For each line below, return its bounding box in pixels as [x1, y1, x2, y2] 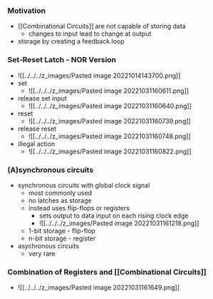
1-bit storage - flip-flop [28, 226, 96, 235]
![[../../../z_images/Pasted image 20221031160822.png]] [28, 147, 192, 156]
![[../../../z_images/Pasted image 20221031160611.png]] [28, 86, 189, 95]
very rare [28, 249, 56, 258]
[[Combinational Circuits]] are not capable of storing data [17, 22, 187, 31]
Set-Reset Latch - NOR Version [7, 55, 116, 65]
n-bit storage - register [28, 234, 96, 243]
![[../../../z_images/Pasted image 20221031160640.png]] [28, 101, 192, 110]
